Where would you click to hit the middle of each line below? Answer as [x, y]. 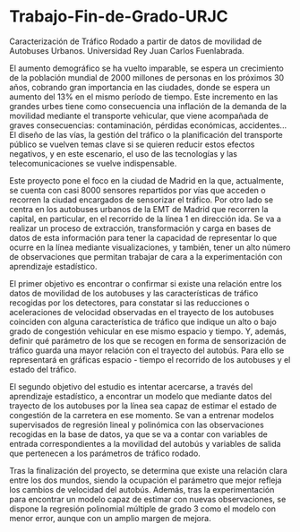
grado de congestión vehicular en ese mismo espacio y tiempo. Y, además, [148, 331]
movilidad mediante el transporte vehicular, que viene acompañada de [139, 116]
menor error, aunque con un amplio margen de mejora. [111, 518]
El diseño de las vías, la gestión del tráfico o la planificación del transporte [146, 134]
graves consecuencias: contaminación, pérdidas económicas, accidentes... [148, 125]
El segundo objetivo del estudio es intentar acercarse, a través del [131, 386]
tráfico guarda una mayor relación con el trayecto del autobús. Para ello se [147, 350]
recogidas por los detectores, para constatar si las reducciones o [129, 303]
